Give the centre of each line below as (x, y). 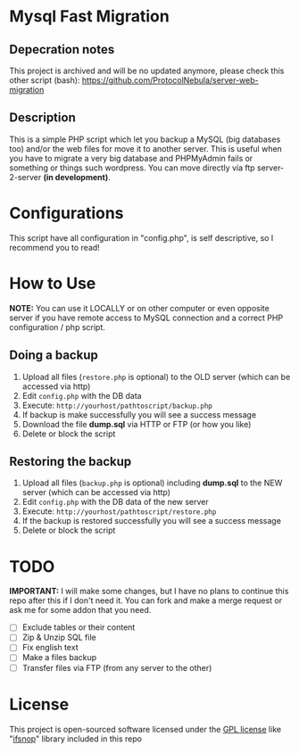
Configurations (66, 213)
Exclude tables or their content (79, 627)
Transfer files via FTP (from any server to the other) (117, 667)
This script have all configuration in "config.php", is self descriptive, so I (141, 237)
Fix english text (50, 648)
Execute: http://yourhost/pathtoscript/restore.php (119, 511)
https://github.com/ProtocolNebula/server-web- (170, 80)
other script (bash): (45, 80)
